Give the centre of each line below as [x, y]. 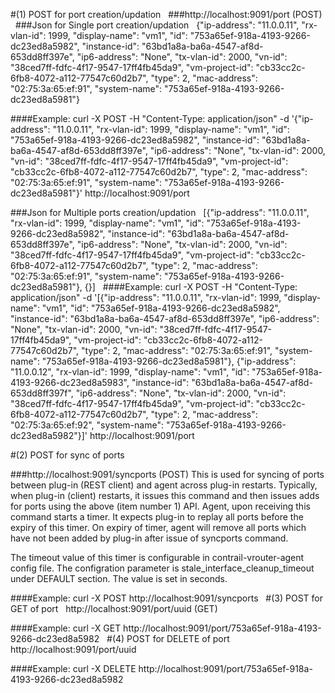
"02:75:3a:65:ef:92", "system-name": [87, 425]
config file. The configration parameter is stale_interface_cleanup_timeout [162, 568]
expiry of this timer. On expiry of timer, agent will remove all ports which [158, 527]
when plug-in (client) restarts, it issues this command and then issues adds [165, 495]
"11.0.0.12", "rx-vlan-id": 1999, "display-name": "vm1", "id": [130, 372]
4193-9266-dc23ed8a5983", [70, 382]
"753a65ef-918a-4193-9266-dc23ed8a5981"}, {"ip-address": [169, 361]
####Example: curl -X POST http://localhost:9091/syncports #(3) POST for [167, 598]
